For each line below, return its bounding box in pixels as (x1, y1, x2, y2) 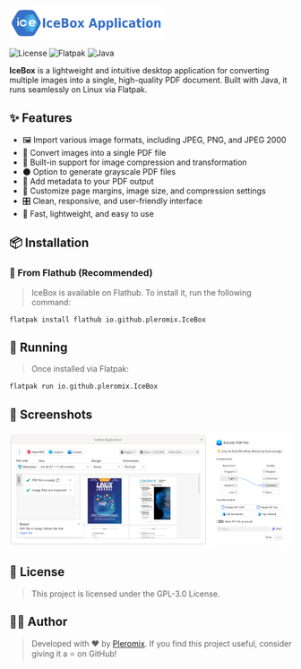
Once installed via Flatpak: (30, 364, 130, 374)
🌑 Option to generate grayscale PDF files (21, 166, 176, 176)
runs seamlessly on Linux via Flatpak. (9, 84, 148, 95)
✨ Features (9, 110, 73, 125)
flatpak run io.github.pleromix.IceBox (9, 382, 159, 391)
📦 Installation (9, 236, 90, 251)
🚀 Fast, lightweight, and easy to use (21, 208, 154, 219)
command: (30, 296, 72, 307)
